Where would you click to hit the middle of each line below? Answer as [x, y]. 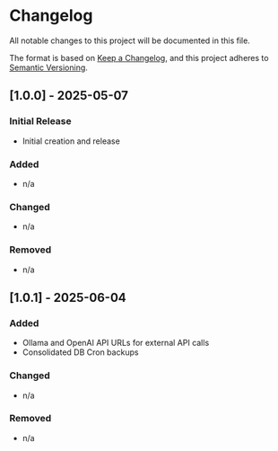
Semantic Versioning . [48, 67]
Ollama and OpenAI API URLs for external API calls [116, 343]
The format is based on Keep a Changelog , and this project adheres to [139, 57]
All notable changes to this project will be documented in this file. [130, 40]
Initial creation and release [71, 141]
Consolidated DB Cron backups [80, 352]
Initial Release [40, 121]
